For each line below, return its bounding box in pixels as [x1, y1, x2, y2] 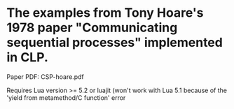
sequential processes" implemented [6, 35, 223, 50]
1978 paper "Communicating [6, 20, 178, 36]
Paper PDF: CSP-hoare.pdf [6, 72, 85, 81]
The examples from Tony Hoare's [6, 5, 204, 21]
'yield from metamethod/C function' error [6, 93, 126, 102]
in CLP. [6, 50, 48, 66]
